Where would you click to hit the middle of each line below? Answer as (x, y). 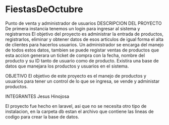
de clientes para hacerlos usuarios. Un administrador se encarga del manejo (84, 44)
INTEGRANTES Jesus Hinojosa (37, 96)
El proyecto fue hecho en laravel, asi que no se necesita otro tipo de (76, 106)
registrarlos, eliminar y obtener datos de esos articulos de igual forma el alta (84, 39)
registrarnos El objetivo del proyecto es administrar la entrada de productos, (84, 34)
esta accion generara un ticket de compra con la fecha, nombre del (75, 55)
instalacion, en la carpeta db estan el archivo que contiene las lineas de (79, 111)
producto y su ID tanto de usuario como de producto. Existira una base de (82, 60)
